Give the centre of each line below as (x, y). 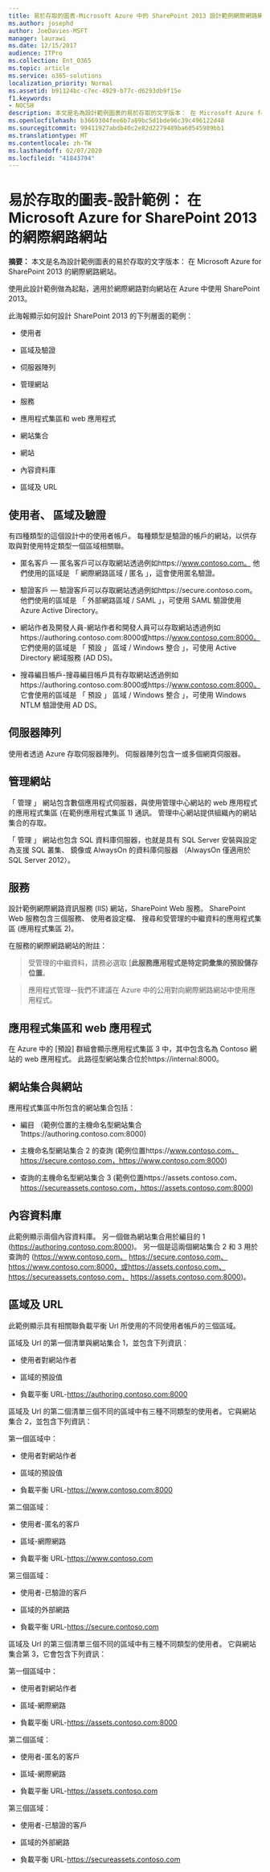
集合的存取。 (29, 822)
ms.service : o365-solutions (55, 76)
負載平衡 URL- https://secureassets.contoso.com (100, 1859)
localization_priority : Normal (61, 83)
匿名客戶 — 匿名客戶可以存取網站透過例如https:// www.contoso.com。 (135, 563)
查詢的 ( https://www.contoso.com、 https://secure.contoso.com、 (118, 1257)
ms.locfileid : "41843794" (51, 158)
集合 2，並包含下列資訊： (50, 1421)
